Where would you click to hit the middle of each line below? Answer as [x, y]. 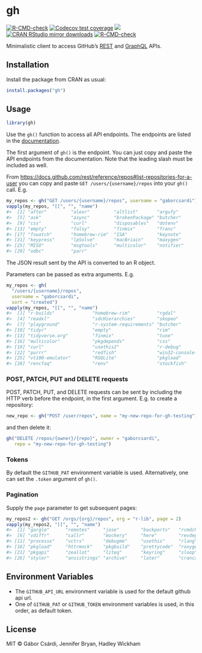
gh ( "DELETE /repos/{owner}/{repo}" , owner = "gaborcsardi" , [83, 439]
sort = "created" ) [35, 302]
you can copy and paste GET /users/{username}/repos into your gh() [103, 184]
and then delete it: [29, 427]
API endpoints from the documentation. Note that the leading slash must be [99, 159]
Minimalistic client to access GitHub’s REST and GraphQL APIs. [84, 46]
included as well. [27, 166]
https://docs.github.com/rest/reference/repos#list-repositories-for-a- [106, 177]
